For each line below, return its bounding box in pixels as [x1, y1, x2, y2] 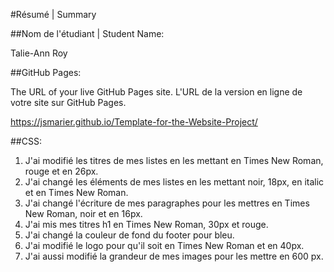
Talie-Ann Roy [10, 47, 68, 59]
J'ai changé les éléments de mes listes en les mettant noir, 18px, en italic [24, 176, 325, 188]
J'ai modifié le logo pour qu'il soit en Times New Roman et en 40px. [24, 240, 305, 251]
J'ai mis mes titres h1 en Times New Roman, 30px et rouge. [24, 219, 269, 230]
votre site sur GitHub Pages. [10, 97, 127, 108]
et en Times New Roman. [24, 187, 129, 198]
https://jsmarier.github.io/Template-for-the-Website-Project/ [10, 116, 258, 128]
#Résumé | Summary [10, 9, 97, 20]
